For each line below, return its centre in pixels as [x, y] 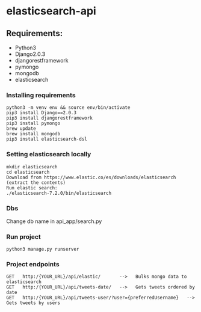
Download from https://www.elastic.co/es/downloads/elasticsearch [91, 177]
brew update [21, 129]
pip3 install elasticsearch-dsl [47, 139]
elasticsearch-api [51, 11]
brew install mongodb [33, 134]
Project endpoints [33, 265]
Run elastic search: [32, 188]
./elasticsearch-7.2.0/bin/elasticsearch [59, 193]
